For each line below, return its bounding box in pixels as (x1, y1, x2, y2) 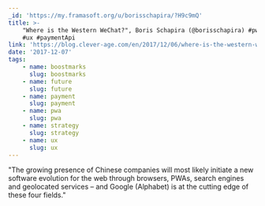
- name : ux (22, 136, 58, 144)
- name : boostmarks (22, 63, 87, 71)
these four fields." (8, 190, 66, 200)
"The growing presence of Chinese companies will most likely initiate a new (8, 165, 254, 174)
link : (8, 41, 26, 49)
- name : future (22, 77, 73, 85)
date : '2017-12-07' (8, 48, 73, 56)
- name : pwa (22, 107, 62, 115)
